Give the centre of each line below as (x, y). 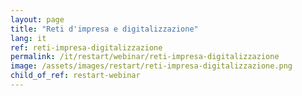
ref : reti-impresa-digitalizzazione (86, 47)
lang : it (28, 38)
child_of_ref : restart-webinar (75, 76)
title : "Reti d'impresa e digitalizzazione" (104, 29)
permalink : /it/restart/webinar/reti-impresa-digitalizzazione (145, 57)
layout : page (37, 19)
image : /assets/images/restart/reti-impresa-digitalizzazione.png (151, 66)
